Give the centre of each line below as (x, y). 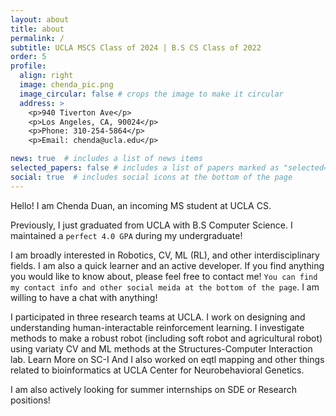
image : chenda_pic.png (66, 85)
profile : (28, 66)
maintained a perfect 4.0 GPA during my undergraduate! (126, 235)
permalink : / (37, 38)
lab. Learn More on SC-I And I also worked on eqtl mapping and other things (167, 359)
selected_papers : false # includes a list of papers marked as (145, 168)
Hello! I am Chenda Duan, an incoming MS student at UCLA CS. (141, 205)
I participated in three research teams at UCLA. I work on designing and (158, 317)
